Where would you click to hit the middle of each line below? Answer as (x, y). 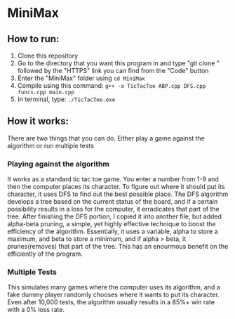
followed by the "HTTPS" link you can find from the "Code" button (113, 71)
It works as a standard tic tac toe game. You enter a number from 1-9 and (113, 179)
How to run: (33, 39)
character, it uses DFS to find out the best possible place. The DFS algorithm (118, 194)
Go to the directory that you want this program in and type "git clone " (118, 63)
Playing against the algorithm (59, 164)
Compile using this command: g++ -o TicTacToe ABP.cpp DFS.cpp (112, 85)
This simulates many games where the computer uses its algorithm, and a (114, 287)
